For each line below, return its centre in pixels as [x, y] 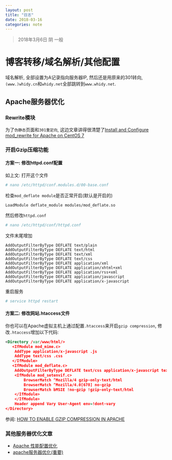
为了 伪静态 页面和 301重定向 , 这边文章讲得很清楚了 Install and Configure [77, 129]
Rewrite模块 [20, 118]
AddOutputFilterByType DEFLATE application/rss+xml [61, 272]
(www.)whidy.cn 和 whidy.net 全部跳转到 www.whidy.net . [61, 84]
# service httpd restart [32, 301]
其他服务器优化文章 [29, 433]
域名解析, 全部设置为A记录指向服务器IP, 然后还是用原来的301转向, [74, 78]
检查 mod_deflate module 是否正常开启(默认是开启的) [59, 195]
